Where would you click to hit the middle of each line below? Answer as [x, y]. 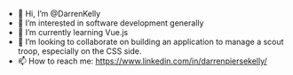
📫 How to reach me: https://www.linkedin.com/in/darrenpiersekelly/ [143, 61]
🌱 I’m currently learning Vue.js [73, 32]
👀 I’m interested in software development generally [111, 23]
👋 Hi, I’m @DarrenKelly [59, 14]
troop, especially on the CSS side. [79, 51]
